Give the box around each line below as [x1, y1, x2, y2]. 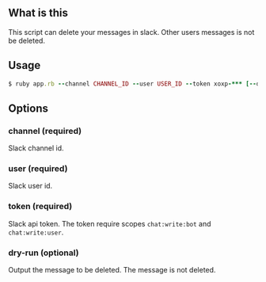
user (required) [8, 163, 68, 174]
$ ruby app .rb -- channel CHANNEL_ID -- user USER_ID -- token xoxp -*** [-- [8, 79, 257, 88]
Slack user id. [8, 181, 53, 191]
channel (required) [8, 125, 82, 136]
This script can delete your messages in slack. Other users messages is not [8, 27, 255, 36]
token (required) [8, 201, 73, 212]
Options [8, 101, 49, 115]
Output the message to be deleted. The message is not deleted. [8, 265, 216, 275]
